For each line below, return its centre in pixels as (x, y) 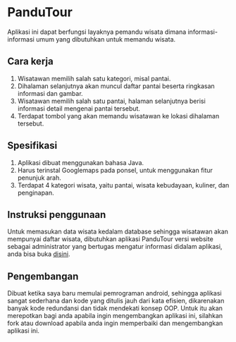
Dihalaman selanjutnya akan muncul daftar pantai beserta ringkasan (116, 86)
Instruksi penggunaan (57, 215)
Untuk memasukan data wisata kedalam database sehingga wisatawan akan (118, 232)
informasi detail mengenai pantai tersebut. (79, 108)
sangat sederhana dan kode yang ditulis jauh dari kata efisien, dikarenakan (116, 301)
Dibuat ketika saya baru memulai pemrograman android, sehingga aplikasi (114, 293)
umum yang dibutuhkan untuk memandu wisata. (106, 39)
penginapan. (36, 193)
